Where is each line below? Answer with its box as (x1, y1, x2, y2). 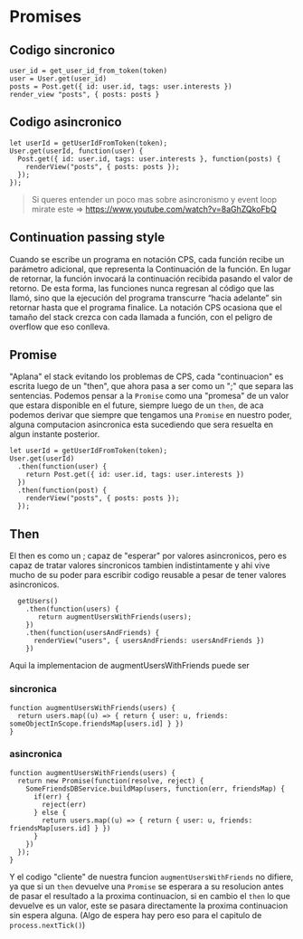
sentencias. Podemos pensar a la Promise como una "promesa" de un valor (9, 391, 289, 402)
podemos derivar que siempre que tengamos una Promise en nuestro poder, (9, 410, 292, 421)
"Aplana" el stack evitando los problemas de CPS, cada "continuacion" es (9, 371, 284, 382)
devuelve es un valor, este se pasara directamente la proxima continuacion (9, 900, 289, 911)
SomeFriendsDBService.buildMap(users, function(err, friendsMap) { (25, 784, 285, 793)
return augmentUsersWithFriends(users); (37, 612, 193, 621)
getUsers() (17, 597, 59, 606)
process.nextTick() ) (9, 919, 86, 930)
